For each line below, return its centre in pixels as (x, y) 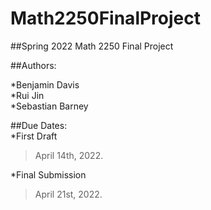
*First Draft (34, 136)
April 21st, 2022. (68, 194)
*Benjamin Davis (45, 84)
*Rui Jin (27, 95)
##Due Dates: (39, 125)
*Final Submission (48, 174)
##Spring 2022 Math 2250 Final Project (92, 46)
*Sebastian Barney (49, 106)
